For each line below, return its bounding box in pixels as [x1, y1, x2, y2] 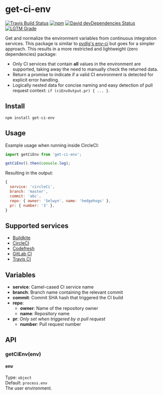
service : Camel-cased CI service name [12, 284, 94, 290]
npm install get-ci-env [5, 115, 55, 120]
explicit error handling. [12, 77, 59, 83]
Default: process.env [5, 379, 48, 385]
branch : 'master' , [10, 189, 49, 194]
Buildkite [12, 235, 31, 241]
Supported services [5, 222, 69, 230]
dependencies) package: [5, 51, 57, 57]
